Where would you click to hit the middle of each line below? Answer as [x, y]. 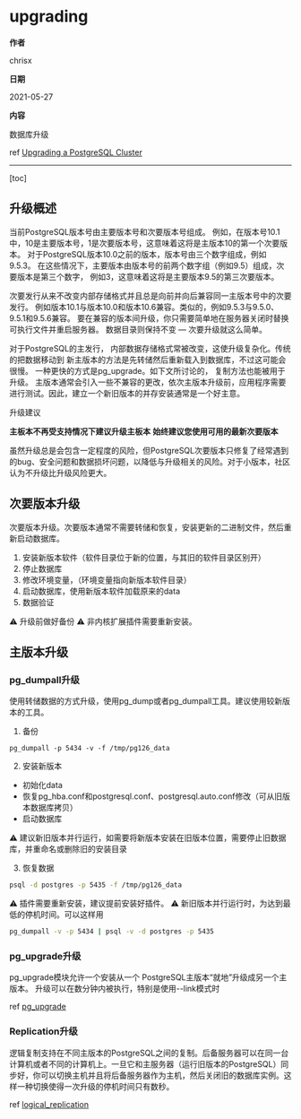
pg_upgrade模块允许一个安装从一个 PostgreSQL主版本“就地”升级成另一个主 [148, 977]
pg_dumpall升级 [45, 680]
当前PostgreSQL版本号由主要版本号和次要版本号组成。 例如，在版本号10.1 [145, 231]
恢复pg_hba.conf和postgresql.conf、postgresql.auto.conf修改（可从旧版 [156, 796]
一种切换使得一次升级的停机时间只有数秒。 [95, 1086]
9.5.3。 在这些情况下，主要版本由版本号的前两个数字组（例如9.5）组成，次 [147, 265]
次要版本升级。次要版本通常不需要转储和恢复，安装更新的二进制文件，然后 [146, 527]
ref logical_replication [49, 1104]
